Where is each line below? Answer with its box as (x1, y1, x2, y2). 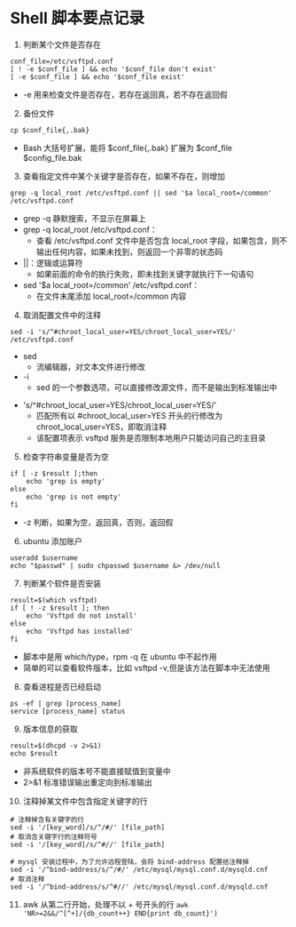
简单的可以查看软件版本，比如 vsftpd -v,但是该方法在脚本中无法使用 (22, 662, 271, 673)
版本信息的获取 (22, 723, 78, 734)
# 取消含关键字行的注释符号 (10, 832, 98, 841)
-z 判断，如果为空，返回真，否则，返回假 (22, 516, 174, 527)
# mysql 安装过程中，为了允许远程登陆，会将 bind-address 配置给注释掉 (10, 857, 249, 867)
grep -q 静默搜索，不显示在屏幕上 (22, 212, 147, 223)
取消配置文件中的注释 (22, 309, 101, 320)
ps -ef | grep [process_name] (10, 699, 122, 707)
